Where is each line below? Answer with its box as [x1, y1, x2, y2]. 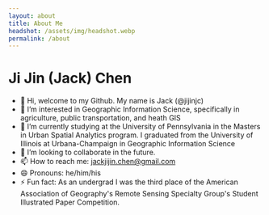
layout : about [8, 11, 57, 20]
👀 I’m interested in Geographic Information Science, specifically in [19, 104, 240, 114]
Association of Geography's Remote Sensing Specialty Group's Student [19, 189, 258, 199]
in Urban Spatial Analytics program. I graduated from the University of [19, 130, 254, 140]
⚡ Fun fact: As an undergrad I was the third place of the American [19, 177, 238, 187]
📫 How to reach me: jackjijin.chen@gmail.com [19, 157, 176, 167]
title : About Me [8, 19, 63, 27]
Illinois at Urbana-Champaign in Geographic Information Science [19, 139, 236, 149]
